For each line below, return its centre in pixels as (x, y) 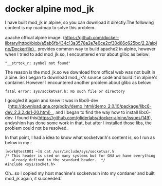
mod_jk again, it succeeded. (33, 178)
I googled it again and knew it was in (42, 100)
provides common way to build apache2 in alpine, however (97, 49)
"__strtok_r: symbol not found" (38, 63)
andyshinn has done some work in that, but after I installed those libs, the (78, 123)
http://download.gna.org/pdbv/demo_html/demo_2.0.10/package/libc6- (81, 106)
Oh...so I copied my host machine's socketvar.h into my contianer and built (80, 173)
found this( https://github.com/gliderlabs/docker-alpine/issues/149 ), (84, 118)
